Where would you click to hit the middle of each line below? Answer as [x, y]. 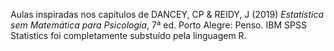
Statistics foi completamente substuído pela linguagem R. [128, 35]
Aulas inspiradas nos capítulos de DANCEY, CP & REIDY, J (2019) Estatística [167, 14]
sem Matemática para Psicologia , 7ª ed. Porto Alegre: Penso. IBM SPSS [158, 25]
